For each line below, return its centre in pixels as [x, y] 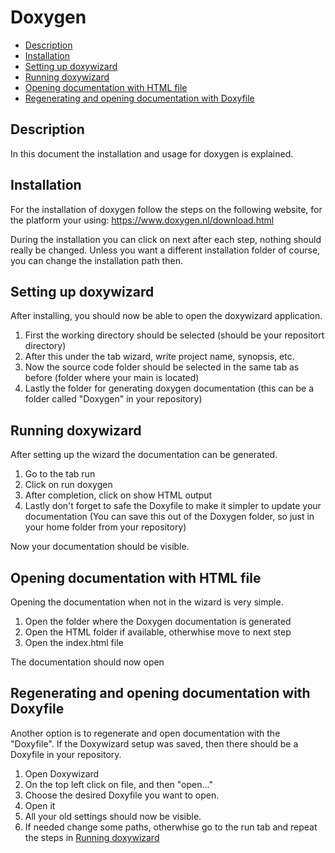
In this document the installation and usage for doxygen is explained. [152, 153]
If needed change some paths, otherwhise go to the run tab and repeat [171, 827]
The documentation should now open [87, 662]
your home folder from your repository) [105, 527]
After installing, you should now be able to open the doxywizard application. [166, 316]
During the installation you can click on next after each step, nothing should [166, 239]
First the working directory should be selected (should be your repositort [174, 335]
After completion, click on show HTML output [118, 495]
